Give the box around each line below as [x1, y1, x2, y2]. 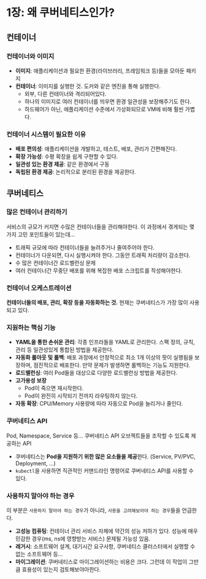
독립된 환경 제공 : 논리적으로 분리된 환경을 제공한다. [15, 168, 136, 176]
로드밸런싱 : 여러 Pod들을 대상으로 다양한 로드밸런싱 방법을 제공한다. [15, 369, 178, 377]
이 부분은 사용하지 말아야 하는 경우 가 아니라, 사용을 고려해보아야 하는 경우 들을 [6, 506, 181, 514]
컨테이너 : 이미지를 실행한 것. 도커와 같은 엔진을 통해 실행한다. [15, 82, 161, 90]
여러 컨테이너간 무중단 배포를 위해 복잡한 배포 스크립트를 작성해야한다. [15, 267, 183, 274]
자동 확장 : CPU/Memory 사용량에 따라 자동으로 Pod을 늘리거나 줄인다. [15, 400, 183, 408]
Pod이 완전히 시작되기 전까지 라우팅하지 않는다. [24, 392, 138, 400]
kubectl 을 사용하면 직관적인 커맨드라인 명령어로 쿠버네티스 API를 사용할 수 [15, 467, 194, 474]
